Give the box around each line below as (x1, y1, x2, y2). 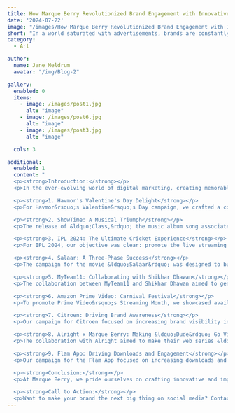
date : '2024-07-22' (7, 17, 64, 24)
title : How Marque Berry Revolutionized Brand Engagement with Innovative (7, 10, 230, 17)
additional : (7, 158, 42, 165)
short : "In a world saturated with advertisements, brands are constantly (7, 29, 230, 37)
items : (13, 94, 33, 101)
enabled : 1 (13, 165, 45, 172)
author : (7, 55, 30, 63)
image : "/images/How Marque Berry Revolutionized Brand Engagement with (7, 23, 224, 30)
